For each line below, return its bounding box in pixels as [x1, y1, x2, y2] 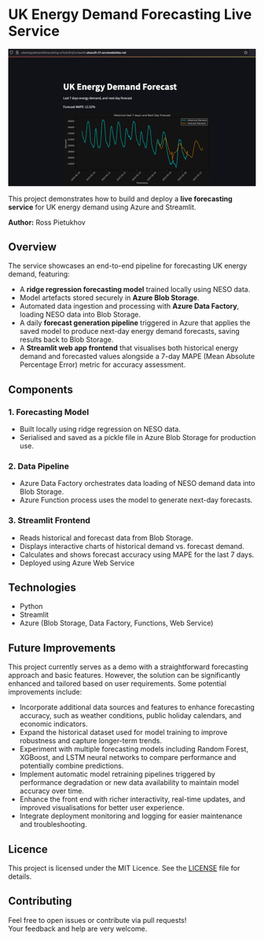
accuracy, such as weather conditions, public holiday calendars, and [19, 711, 242, 721]
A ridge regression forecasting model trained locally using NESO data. [19, 285, 251, 295]
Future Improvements [8, 641, 116, 654]
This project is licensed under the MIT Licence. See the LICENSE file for [8, 864, 240, 873]
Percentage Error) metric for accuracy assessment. [19, 360, 186, 369]
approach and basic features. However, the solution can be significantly [8, 671, 241, 680]
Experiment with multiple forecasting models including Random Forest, [19, 744, 249, 754]
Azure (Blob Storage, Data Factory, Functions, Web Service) [19, 618, 214, 628]
